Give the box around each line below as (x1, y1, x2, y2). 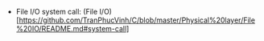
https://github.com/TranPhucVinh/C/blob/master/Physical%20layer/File (19, 15, 256, 25)
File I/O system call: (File (15, 7, 98, 16)
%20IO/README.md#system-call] (15, 24, 130, 33)
